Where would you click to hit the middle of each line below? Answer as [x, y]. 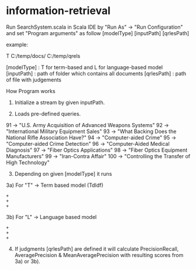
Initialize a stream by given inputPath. [60, 102]
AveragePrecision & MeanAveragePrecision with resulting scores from [99, 255]
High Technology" [28, 162]
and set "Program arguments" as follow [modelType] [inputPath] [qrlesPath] [98, 33]
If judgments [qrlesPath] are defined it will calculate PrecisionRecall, [97, 249]
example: [17, 45]
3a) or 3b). [27, 261]
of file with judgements [34, 80]
